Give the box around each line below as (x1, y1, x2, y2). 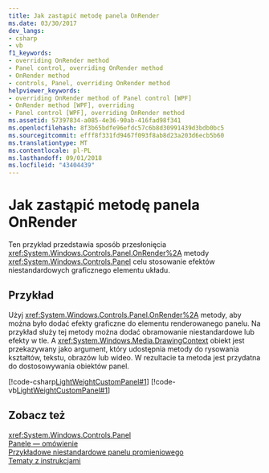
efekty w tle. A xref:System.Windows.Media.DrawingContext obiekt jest (8, 335, 245, 345)
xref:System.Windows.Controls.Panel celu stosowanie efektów (8, 257, 215, 266)
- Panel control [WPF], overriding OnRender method (8, 109, 185, 117)
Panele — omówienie (8, 438, 79, 448)
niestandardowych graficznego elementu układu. (8, 265, 170, 275)
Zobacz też (8, 409, 66, 422)
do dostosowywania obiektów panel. (8, 361, 130, 371)
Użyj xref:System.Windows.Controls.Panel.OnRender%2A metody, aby (8, 310, 243, 319)
